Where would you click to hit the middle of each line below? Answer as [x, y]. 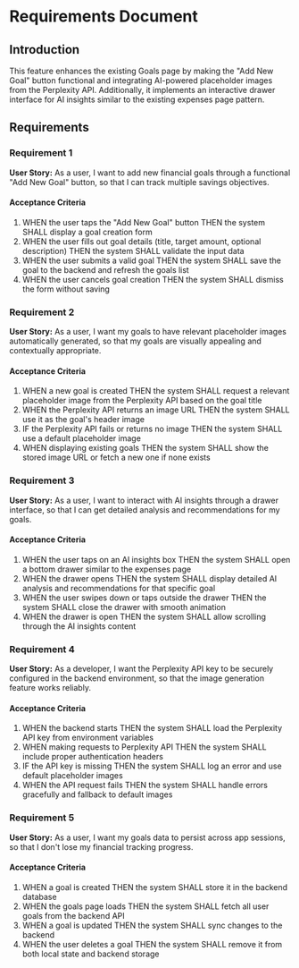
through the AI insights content [79, 626]
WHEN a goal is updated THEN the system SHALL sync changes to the [152, 925]
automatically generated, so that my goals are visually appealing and [135, 341]
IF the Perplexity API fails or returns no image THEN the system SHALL [152, 429]
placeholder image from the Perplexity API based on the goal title [142, 401]
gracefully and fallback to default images [97, 794]
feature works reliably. [50, 688]
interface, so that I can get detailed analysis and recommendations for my [145, 509]
